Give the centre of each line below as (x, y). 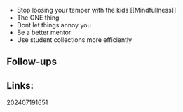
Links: (20, 86)
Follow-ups (32, 62)
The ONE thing (38, 17)
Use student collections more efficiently (74, 40)
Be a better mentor (44, 32)
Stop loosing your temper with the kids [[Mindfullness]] (96, 10)
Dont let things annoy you (54, 25)
